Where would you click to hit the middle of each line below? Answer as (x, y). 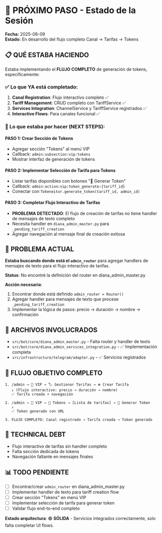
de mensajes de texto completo (43, 219)
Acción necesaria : (24, 285)
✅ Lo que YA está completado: (42, 87)
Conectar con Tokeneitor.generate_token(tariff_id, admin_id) (76, 191)
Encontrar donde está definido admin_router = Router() (68, 294)
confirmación (25, 314)
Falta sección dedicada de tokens (45, 451)
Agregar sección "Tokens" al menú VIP (51, 149)
